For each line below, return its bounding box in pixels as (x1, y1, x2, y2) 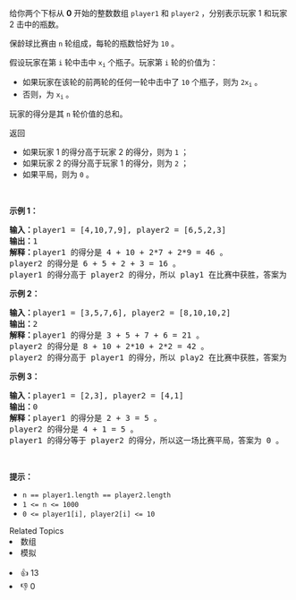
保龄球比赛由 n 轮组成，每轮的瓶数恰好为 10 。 (9, 39, 180, 48)
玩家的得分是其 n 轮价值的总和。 (9, 108, 128, 119)
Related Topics (9, 526, 64, 536)
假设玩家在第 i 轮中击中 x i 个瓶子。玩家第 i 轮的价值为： (9, 57, 219, 69)
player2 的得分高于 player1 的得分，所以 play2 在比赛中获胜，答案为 (9, 353, 288, 363)
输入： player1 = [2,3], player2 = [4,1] (9, 390, 184, 401)
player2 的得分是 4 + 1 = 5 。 (9, 424, 139, 434)
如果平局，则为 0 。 (21, 169, 94, 180)
